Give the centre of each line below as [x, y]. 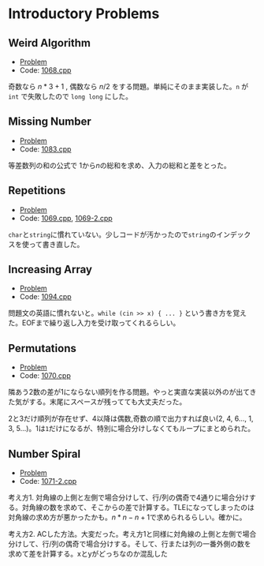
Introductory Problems [84, 14]
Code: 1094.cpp [46, 297]
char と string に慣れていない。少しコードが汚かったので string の [112, 234]
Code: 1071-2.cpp [48, 482]
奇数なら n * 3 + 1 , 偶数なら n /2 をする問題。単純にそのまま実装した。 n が [128, 86]
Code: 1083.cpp [45, 149]
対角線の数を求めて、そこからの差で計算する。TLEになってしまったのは [138, 508]
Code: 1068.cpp [45, 70]
